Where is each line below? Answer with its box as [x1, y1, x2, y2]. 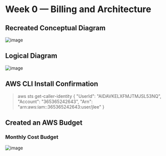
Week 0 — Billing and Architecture [5, 4, 151, 15]
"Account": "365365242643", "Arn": [17, 98, 93, 105]
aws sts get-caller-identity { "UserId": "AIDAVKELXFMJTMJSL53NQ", [17, 93, 162, 99]
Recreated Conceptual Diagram [5, 24, 106, 32]
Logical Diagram [5, 51, 58, 60]
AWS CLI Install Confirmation [5, 80, 99, 88]
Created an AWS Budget [5, 119, 83, 127]
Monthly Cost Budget [5, 133, 59, 140]
